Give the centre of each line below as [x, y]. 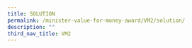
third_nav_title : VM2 [39, 34]
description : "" [31, 27]
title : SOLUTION [31, 14]
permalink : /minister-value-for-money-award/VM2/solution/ [96, 20]
